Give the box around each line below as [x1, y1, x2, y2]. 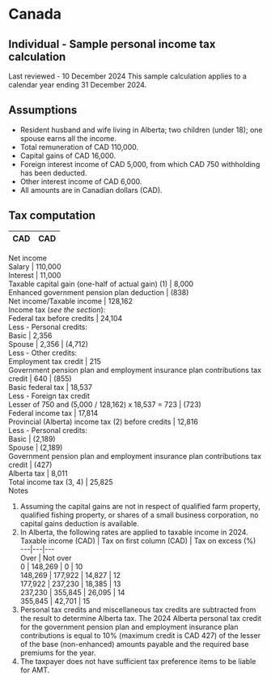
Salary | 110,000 [8, 261, 62, 272]
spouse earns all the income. [19, 133, 117, 143]
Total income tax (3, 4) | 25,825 [8, 477, 113, 486]
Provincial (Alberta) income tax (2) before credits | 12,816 [8, 417, 198, 426]
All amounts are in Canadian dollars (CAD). [19, 185, 163, 195]
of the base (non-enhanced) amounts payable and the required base [19, 639, 249, 649]
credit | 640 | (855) [8, 374, 72, 383]
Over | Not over [19, 553, 72, 563]
